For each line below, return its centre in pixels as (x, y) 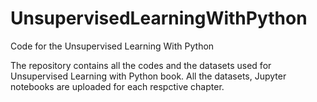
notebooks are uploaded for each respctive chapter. (117, 86)
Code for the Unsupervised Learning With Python (112, 46)
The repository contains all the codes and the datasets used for (141, 65)
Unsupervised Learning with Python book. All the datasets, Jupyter (148, 76)
